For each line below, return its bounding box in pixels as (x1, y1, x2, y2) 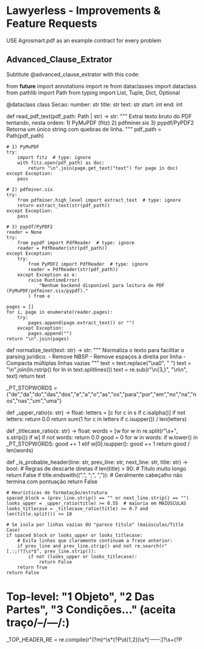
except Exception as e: (17, 272, 78, 278)
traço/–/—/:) (6, 615, 70, 629)
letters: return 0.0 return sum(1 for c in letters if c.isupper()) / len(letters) (6, 415, 187, 422)
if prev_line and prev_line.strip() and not (17, 543, 132, 549)
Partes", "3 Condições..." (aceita (6, 603, 176, 616)
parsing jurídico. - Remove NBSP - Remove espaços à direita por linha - (6, 353, 186, 360)
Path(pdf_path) (6, 132, 44, 139)
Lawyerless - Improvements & (6, 4, 161, 18)
